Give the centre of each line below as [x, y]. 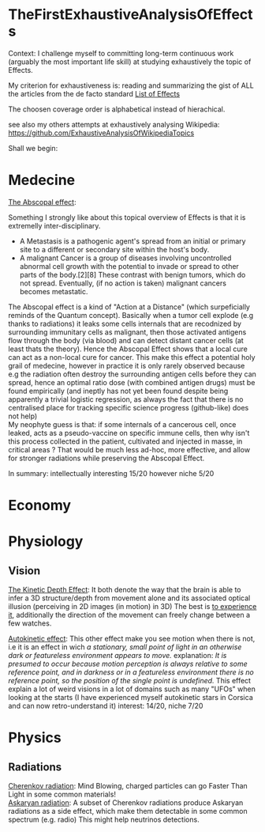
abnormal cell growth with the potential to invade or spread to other [129, 266]
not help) [23, 416]
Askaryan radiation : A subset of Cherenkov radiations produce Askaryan [126, 803]
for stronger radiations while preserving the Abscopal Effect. [106, 458]
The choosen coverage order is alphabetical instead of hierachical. [117, 109]
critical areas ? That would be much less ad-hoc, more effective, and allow [129, 449]
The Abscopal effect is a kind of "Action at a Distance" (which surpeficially [129, 307]
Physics [35, 738]
